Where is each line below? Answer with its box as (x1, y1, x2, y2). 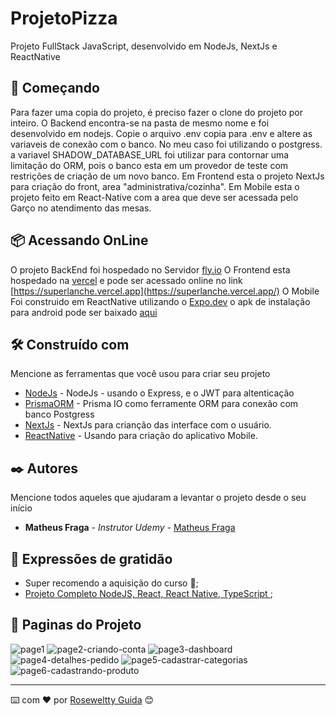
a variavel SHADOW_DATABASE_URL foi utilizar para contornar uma (10, 148, 290, 161)
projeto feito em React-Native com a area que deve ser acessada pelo (10, 191, 299, 203)
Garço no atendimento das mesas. (10, 202, 152, 214)
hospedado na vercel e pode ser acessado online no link (10, 274, 243, 286)
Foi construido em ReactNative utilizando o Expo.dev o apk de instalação (10, 295, 311, 307)
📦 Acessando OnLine (10, 232, 149, 249)
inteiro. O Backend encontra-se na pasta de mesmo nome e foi (10, 117, 270, 129)
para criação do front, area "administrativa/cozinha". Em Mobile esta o (10, 180, 300, 192)
